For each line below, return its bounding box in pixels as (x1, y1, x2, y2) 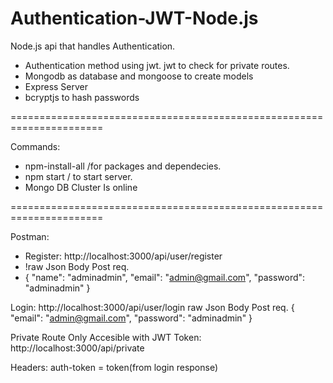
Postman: (10, 230, 50, 242)
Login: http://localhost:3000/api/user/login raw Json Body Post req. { (10, 301, 295, 313)
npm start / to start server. (24, 170, 133, 182)
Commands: (10, 140, 61, 152)
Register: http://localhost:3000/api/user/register (24, 250, 223, 262)
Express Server (24, 80, 89, 92)
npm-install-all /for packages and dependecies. (24, 160, 222, 172)
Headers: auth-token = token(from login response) (10, 361, 219, 373)
